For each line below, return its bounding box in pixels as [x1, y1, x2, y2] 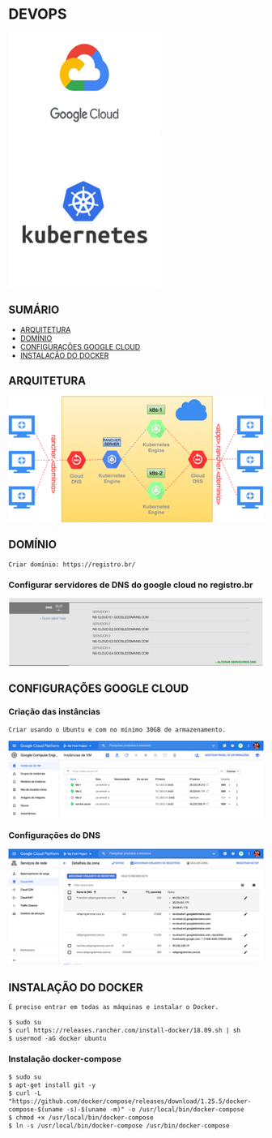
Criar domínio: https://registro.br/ [8, 560, 136, 569]
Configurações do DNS [8, 830, 101, 841]
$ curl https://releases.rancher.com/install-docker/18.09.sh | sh [8, 1027, 241, 1035]
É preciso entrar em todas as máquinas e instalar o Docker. [8, 1003, 219, 1011]
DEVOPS [8, 5, 67, 24]
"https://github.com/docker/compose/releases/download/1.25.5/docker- [8, 1097, 252, 1106]
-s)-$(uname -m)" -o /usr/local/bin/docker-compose [66, 1105, 244, 1114]
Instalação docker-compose [8, 1054, 122, 1065]
